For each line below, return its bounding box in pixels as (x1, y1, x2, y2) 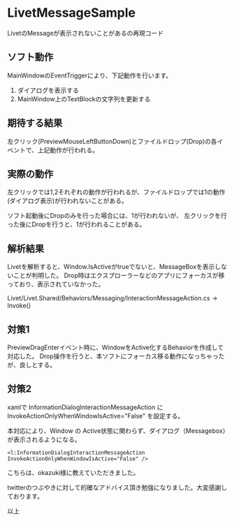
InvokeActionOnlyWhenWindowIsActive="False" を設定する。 (7, 411, 184, 420)
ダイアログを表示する (17, 86, 79, 94)
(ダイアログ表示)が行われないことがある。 (7, 197, 128, 205)
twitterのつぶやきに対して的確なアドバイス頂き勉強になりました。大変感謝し (7, 483, 228, 492)
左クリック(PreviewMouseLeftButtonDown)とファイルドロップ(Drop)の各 (7, 137, 218, 145)
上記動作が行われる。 (37, 145, 99, 154)
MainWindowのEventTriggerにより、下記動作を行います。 (7, 71, 173, 80)
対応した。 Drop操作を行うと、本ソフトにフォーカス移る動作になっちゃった (7, 352, 225, 360)
